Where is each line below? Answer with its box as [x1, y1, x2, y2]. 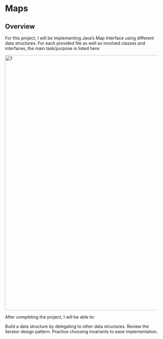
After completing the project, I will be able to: [5, 314, 95, 320]
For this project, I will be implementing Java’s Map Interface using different [5, 35, 154, 41]
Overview [5, 22, 35, 31]
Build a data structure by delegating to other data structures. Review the [5, 323, 149, 329]
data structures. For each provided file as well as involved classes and [5, 40, 146, 46]
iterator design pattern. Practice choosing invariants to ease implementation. [5, 329, 158, 334]
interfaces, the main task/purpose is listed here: [5, 46, 100, 51]
